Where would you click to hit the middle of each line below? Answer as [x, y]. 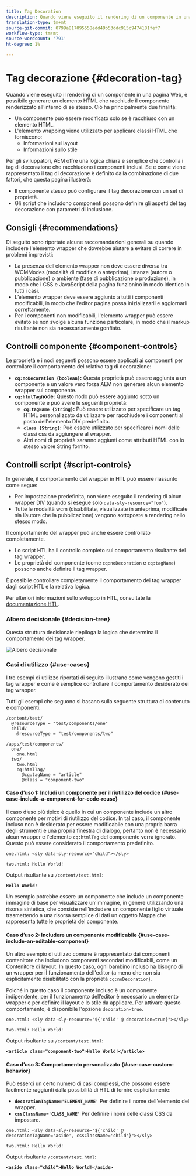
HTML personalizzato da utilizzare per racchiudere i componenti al [103, 415]
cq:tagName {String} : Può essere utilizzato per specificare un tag [102, 409]
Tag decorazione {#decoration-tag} [94, 78]
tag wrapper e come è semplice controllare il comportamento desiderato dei [97, 683]
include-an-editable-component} [48, 941]
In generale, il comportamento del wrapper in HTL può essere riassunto [92, 479]
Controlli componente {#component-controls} [92, 346]
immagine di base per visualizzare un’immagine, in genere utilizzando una [95, 903]
